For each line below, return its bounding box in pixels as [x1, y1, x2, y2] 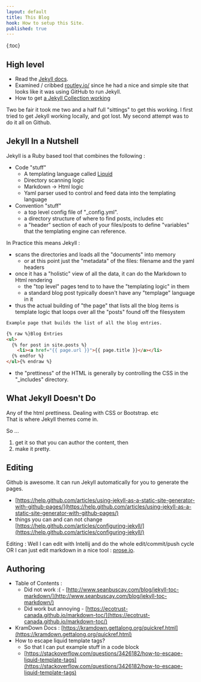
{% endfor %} [11, 353, 44, 359]
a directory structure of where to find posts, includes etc [23, 214, 164, 222]
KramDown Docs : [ [14, 624, 64, 632]
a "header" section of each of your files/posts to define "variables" [23, 221, 190, 228]
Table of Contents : [14, 580, 62, 587]
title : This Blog [6, 14, 50, 20]
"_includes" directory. [14, 376, 69, 383]
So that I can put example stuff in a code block [23, 644, 139, 651]
